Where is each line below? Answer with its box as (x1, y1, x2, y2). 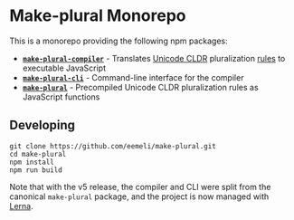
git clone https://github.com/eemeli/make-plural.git (9, 141, 217, 150)
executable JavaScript (22, 62, 107, 73)
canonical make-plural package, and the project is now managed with (9, 191, 270, 202)
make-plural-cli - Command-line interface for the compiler (22, 72, 244, 82)
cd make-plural (9, 149, 67, 158)
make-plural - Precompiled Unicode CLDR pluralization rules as (22, 81, 260, 92)
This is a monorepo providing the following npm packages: (9, 35, 228, 46)
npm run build (9, 165, 63, 175)
